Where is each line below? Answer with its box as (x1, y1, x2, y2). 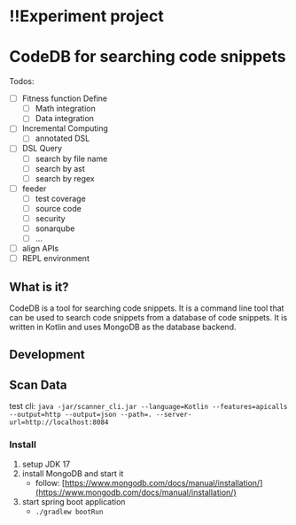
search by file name (35, 153, 108, 164)
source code (35, 203, 82, 213)
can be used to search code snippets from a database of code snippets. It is (9, 313, 288, 322)
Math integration (35, 104, 96, 114)
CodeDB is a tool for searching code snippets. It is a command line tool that (9, 303, 284, 313)
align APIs (21, 243, 59, 254)
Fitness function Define (21, 93, 108, 104)
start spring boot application (21, 496, 126, 506)
